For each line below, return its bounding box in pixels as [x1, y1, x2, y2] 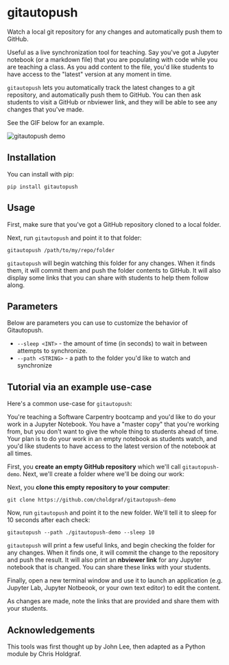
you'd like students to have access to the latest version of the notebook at [7, 442, 216, 451]
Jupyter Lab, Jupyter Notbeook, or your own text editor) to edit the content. [7, 584, 221, 592]
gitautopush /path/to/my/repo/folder [7, 247, 115, 253]
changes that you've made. [7, 105, 84, 113]
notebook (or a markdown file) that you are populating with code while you [7, 55, 218, 63]
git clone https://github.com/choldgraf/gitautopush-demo [7, 497, 176, 504]
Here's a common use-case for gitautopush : [7, 400, 132, 408]
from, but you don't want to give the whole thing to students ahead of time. [7, 427, 219, 436]
